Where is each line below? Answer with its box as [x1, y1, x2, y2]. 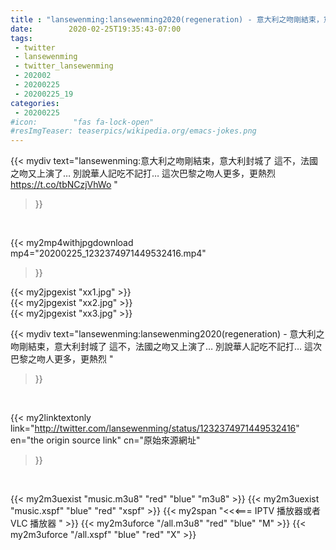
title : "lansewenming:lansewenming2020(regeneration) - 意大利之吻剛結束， [10, 14, 324, 25]
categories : [10, 98, 60, 108]
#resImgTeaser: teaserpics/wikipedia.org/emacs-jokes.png [10, 126, 257, 136]
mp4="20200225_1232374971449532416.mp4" [10, 247, 207, 260]
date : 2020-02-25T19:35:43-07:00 [10, 24, 182, 34]
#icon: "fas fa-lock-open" [10, 117, 155, 127]
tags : [10, 33, 33, 43]
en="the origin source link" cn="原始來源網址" [10, 434, 201, 446]
